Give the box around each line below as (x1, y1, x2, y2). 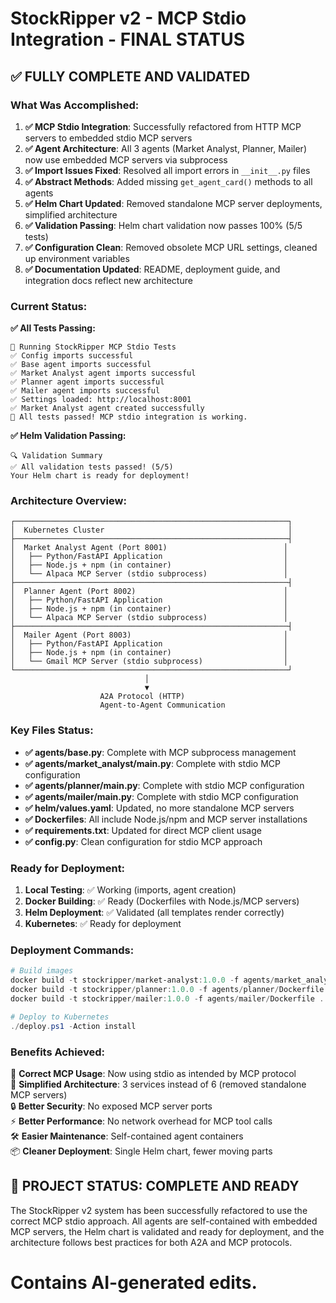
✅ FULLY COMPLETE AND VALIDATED (10, 68, 251, 85)
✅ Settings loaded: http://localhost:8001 (10, 395, 192, 405)
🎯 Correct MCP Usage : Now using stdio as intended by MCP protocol (10, 1067, 297, 1079)
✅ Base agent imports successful (10, 360, 152, 370)
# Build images (10, 966, 74, 976)
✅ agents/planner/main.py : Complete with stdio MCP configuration (24, 779, 305, 791)
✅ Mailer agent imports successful (10, 386, 161, 396)
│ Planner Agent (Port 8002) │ (10, 587, 288, 597)
